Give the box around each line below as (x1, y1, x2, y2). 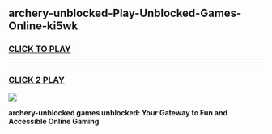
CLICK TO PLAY (8, 44, 71, 55)
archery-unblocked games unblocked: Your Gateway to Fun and (8, 107, 228, 117)
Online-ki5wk (8, 19, 79, 33)
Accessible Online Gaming (8, 116, 100, 126)
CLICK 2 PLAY (8, 74, 65, 85)
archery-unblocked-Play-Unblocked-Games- (8, 6, 242, 20)
